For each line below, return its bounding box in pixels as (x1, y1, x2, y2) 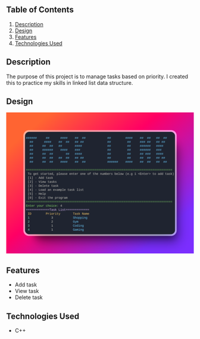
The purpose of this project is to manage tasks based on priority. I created (6, 73, 189, 80)
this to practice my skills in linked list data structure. (6, 79, 133, 86)
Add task (14, 281, 37, 288)
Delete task (14, 294, 43, 301)
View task (14, 288, 39, 295)
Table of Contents (6, 5, 74, 15)
